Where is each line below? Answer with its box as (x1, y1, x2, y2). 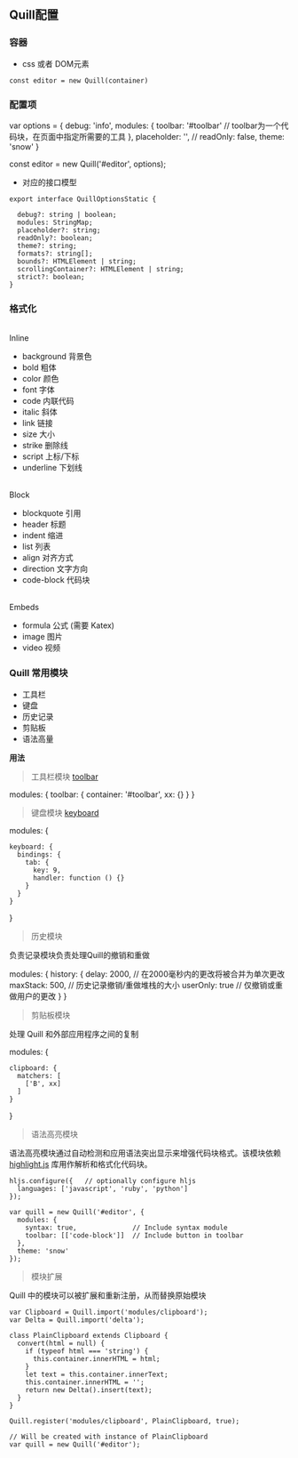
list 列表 (21, 541, 51, 552)
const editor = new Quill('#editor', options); (9, 158, 167, 169)
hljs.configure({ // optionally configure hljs (9, 1176, 197, 1185)
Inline (9, 333, 29, 343)
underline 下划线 (21, 463, 82, 473)
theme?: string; (17, 241, 77, 250)
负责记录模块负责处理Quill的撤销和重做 (9, 949, 151, 960)
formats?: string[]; (17, 249, 93, 258)
